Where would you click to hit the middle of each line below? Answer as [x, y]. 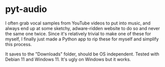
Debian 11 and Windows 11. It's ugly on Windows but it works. [68, 59]
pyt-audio [26, 9]
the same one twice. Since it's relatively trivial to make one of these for [78, 33]
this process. [18, 44]
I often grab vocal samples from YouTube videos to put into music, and [78, 23]
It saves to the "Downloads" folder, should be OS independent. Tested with [82, 54]
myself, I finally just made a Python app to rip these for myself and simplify [82, 39]
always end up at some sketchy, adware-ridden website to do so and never [82, 28]
